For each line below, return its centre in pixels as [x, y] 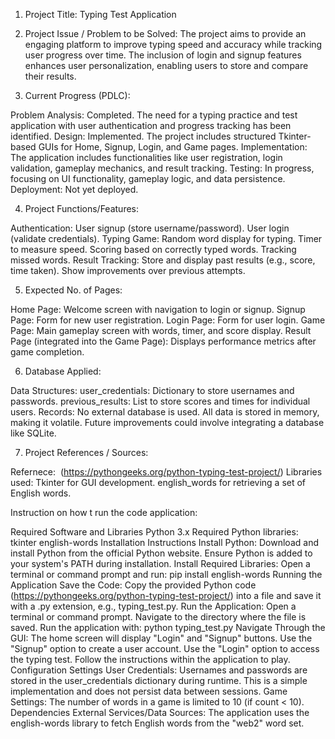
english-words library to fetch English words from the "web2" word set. [157, 723]
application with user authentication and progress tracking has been [151, 125]
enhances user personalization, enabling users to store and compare [166, 65]
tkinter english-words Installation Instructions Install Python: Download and [164, 542]
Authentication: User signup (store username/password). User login [150, 228]
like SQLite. [33, 433]
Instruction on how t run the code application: [104, 512]
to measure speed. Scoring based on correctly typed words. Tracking [153, 249]
